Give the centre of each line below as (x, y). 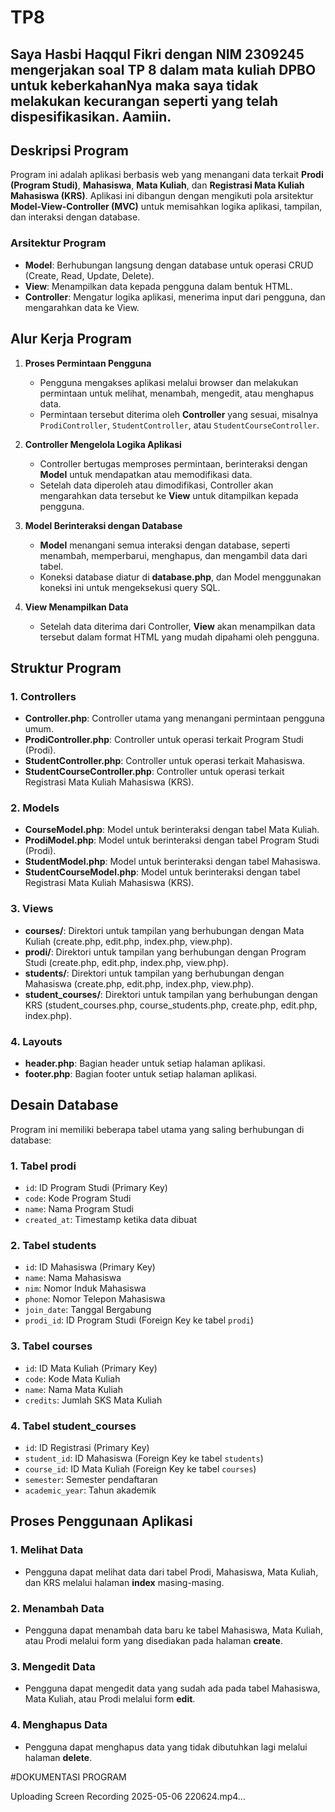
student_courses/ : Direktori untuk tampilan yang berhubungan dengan (171, 994)
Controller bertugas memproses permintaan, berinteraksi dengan (173, 463)
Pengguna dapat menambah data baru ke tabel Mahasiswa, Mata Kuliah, (173, 1630)
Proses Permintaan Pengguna (88, 363)
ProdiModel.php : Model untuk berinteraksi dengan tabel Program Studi (172, 840)
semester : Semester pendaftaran (91, 1480)
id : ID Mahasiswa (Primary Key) (90, 1267)
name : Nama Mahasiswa (73, 1278)
